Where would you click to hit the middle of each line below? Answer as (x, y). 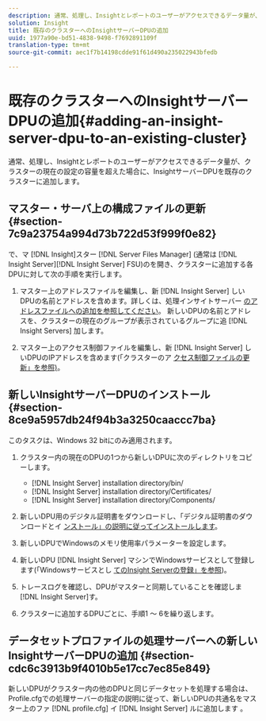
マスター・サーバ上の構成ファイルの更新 (107, 208)
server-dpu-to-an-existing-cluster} (128, 139)
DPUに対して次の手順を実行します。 (67, 274)
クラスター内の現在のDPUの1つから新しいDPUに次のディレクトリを (129, 457)
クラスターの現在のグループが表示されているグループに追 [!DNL (144, 320)
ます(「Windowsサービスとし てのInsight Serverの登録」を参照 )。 (125, 569)
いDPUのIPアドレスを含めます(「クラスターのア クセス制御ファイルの (131, 357)
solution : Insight (38, 23)
